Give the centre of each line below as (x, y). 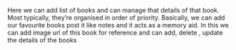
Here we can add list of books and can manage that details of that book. (113, 10)
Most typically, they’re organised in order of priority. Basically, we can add (116, 18)
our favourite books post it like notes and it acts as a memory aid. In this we (118, 25)
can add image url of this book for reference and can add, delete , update (115, 32)
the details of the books (42, 40)
